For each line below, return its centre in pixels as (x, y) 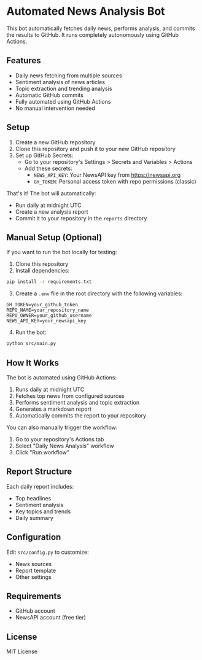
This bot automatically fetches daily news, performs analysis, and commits (101, 28)
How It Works (33, 363)
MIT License (22, 651)
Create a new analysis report (52, 212)
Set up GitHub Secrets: (44, 155)
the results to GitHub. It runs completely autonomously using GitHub (93, 34)
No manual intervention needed (55, 108)
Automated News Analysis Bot (86, 11)
